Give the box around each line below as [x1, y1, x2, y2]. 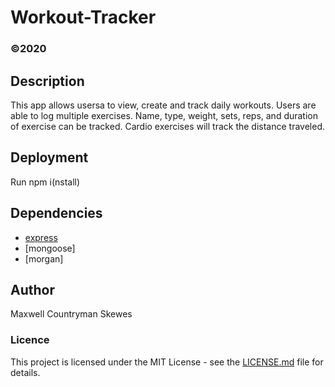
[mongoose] [24, 242, 76, 254]
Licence [10, 333, 50, 347]
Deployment [10, 149, 89, 166]
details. [10, 366, 41, 378]
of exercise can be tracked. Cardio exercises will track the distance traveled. [10, 120, 326, 132]
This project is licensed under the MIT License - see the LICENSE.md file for [10, 356, 324, 368]
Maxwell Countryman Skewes [10, 308, 133, 320]
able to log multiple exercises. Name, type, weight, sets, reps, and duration [10, 109, 319, 121]
